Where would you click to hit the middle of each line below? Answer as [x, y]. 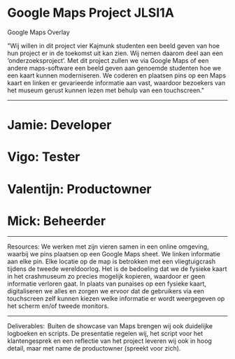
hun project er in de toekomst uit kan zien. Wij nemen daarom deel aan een [115, 53]
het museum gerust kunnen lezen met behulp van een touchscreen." [106, 90]
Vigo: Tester [44, 157]
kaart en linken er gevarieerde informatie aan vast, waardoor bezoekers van [116, 82]
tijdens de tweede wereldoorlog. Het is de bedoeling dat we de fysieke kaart [117, 269]
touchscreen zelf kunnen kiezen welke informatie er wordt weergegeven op [116, 299]
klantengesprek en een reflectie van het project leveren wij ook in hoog [109, 341]
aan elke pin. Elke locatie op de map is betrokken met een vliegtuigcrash [111, 262]
